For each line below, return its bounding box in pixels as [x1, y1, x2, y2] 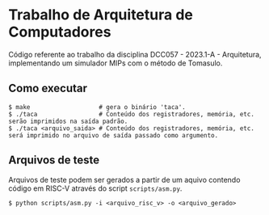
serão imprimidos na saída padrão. [8, 117, 128, 125]
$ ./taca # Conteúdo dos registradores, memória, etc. [8, 110, 254, 118]
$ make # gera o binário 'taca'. [8, 103, 186, 111]
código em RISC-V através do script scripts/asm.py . [8, 183, 183, 193]
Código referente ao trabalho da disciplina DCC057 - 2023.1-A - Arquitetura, [8, 49, 262, 59]
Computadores [8, 23, 111, 41]
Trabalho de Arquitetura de [8, 6, 194, 24]
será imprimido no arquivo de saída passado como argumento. [8, 131, 219, 139]
